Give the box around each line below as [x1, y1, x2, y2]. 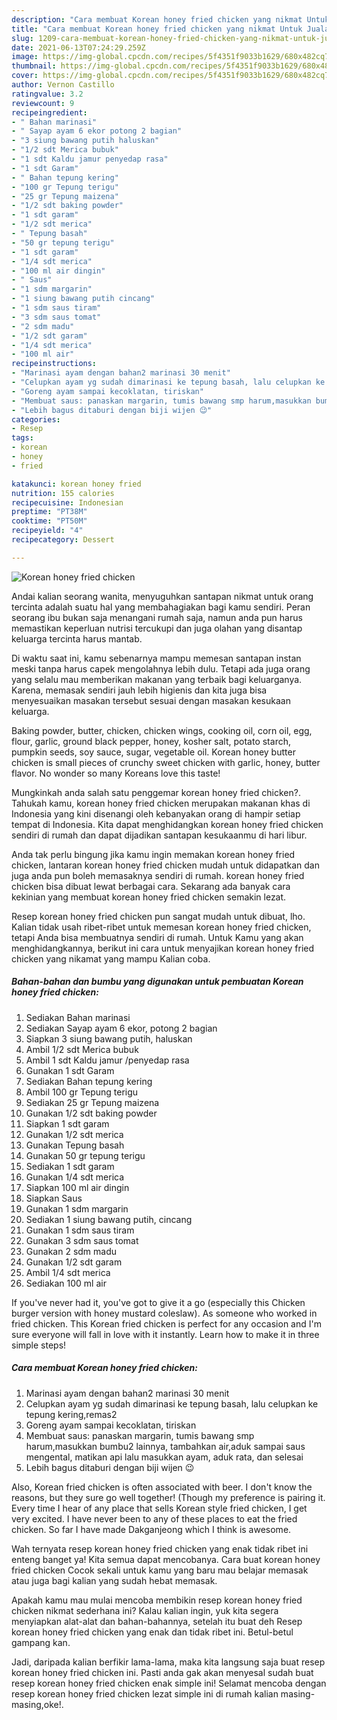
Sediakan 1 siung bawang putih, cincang [25, 1213, 193, 1225]
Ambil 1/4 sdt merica [25, 1266, 111, 1278]
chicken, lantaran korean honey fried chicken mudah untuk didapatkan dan [11, 859, 320, 871]
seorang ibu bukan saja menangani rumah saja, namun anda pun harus [11, 611, 303, 623]
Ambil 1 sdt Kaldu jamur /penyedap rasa [25, 1054, 190, 1066]
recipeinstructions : [11, 359, 98, 369]
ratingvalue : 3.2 [11, 89, 84, 99]
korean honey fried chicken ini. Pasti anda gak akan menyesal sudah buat [11, 1666, 314, 1678]
